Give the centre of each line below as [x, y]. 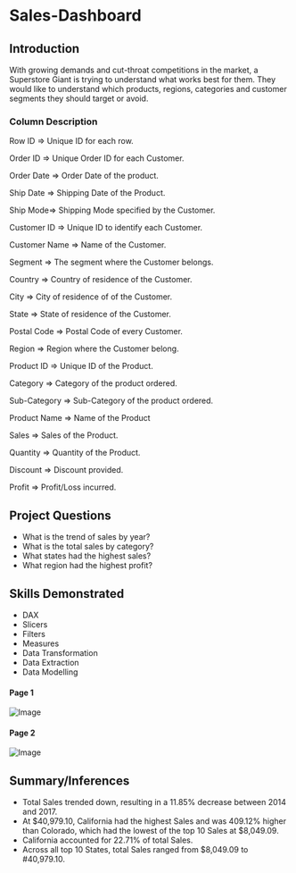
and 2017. [40, 812]
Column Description [53, 122]
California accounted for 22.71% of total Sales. [107, 840]
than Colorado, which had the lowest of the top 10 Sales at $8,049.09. [150, 831]
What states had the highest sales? [86, 556]
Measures [41, 643]
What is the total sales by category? [88, 547]
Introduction [45, 49]
